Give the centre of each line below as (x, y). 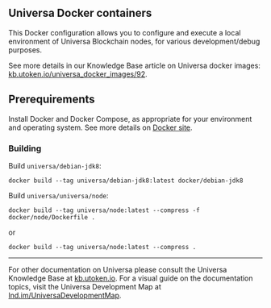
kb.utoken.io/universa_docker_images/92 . (78, 74)
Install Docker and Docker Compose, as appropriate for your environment (130, 119)
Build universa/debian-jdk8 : (55, 165)
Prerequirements (52, 100)
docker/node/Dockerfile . (52, 217)
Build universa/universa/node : (58, 195)
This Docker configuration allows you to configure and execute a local (125, 32)
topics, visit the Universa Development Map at (85, 286)
